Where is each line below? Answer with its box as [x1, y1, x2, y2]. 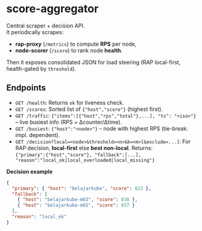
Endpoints [6, 83, 46, 93]
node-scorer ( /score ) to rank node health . [15, 46, 123, 54]
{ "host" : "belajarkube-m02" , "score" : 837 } [17, 202, 135, 208]
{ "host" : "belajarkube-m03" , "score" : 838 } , [17, 197, 138, 203]
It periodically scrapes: [6, 28, 64, 35]
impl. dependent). [15, 131, 60, 138]
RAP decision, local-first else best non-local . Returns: [15, 144, 153, 151]
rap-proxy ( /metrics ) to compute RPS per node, [15, 40, 137, 48]
